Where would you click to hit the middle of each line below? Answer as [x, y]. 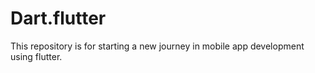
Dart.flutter [58, 18]
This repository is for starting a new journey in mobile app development [157, 46]
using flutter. [36, 56]
